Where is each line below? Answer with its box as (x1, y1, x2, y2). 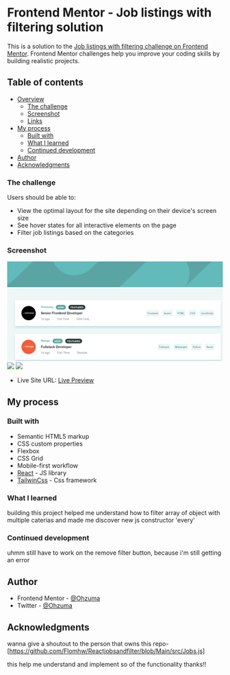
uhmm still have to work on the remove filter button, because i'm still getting (7, 549, 222, 557)
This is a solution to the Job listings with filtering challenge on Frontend (7, 42, 209, 50)
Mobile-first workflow (16, 461, 79, 470)
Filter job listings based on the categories (16, 229, 134, 237)
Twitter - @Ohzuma (16, 602, 73, 610)
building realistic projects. (7, 56, 80, 65)
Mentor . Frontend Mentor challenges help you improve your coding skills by (7, 49, 220, 58)
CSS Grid (16, 454, 43, 462)
